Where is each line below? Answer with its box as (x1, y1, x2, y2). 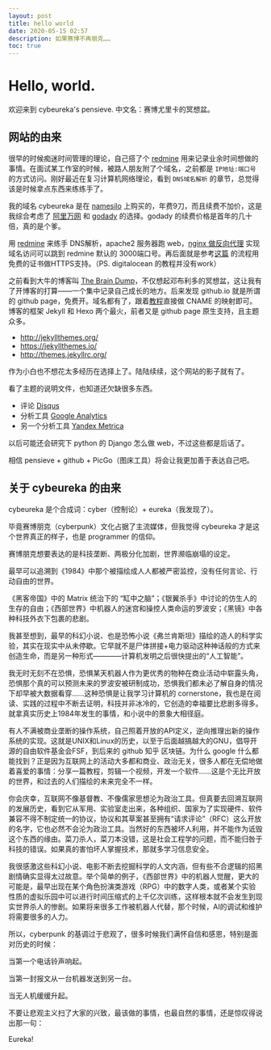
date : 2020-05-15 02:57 (8, 27, 89, 35)
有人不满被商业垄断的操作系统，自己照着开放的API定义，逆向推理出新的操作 (8, 726, 261, 735)
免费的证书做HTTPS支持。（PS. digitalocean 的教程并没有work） (8, 258, 221, 268)
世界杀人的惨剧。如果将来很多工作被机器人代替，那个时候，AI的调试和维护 (15, 901, 263, 911)
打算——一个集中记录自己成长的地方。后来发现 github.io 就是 (43, 286, 247, 295)
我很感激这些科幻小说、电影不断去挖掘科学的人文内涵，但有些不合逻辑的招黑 (8, 861, 263, 870)
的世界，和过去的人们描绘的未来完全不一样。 (8, 776, 157, 785)
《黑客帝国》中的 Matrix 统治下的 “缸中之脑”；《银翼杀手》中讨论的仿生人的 (8, 593, 257, 603)
